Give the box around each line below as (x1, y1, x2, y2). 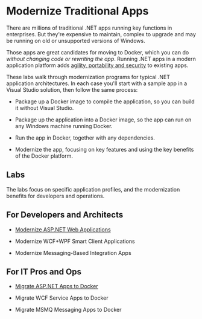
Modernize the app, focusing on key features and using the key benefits (14, 146, 194, 153)
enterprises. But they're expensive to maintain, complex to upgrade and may (6, 30, 196, 37)
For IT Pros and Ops (6, 266, 81, 277)
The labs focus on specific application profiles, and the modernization (6, 185, 180, 193)
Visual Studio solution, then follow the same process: (6, 86, 138, 93)
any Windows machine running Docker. (14, 122, 113, 129)
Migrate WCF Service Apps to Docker (14, 294, 109, 301)
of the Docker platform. (14, 152, 74, 159)
